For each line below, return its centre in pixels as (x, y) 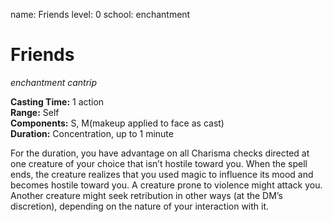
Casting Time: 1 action (57, 101)
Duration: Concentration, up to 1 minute (92, 133)
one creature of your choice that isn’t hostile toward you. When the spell (159, 163)
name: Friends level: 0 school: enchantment (100, 14)
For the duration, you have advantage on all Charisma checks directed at (160, 153)
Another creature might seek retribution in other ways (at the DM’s (146, 195)
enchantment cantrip (54, 82)
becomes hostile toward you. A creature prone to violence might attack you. (166, 185)
